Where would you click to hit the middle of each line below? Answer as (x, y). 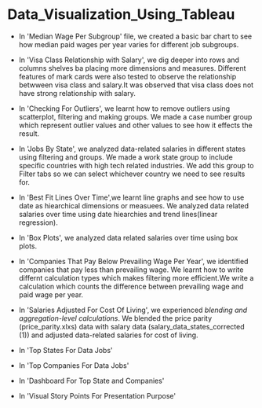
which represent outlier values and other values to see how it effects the (135, 125)
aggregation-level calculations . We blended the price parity (115, 318)
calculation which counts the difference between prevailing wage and (131, 286)
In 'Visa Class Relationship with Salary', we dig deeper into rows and (129, 60)
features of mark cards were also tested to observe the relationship (127, 76)
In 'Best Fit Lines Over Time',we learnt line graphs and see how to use (131, 197)
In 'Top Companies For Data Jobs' (74, 365)
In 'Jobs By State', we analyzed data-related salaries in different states (132, 149)
